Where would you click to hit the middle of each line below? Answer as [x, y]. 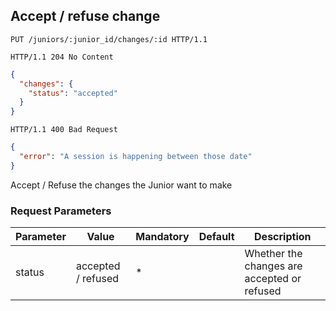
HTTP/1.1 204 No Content [62, 57]
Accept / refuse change [85, 16]
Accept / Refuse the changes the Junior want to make [121, 185]
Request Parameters [61, 211]
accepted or [273, 279]
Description [283, 237]
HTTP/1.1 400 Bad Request [64, 130]
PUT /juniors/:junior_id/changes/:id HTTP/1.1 [109, 39]
